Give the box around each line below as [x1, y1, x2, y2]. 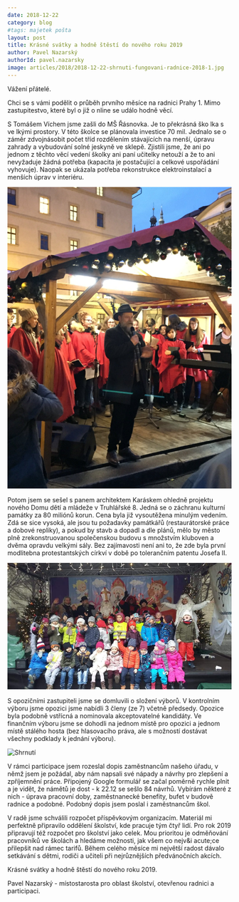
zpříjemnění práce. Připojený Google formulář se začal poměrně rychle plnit [7, 777, 230, 786]
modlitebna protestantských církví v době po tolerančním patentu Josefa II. [7, 549, 228, 557]
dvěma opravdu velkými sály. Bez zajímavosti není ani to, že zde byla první [7, 541, 226, 550]
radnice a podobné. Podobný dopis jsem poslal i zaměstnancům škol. [7, 800, 211, 809]
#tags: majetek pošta [7, 26, 72, 33]
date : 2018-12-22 [7, 11, 59, 19]
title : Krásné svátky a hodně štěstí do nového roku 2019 [7, 41, 183, 49]
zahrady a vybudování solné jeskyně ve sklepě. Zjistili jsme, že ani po [7, 142, 211, 151]
